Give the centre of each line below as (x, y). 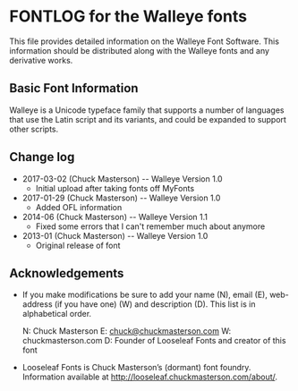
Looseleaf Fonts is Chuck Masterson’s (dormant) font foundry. (136, 368)
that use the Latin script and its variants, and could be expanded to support (148, 119)
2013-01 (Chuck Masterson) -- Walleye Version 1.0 (115, 235)
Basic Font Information (74, 88)
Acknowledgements (67, 273)
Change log (42, 157)
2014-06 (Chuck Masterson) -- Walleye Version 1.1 (115, 217)
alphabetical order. (57, 314)
